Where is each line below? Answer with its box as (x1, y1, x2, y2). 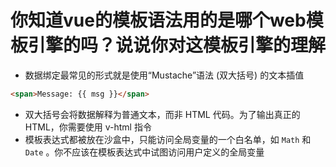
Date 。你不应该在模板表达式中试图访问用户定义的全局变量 (24, 146, 265, 158)
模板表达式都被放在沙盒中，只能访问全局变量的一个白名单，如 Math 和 (24, 133, 312, 145)
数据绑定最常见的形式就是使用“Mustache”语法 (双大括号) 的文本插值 (24, 69, 305, 81)
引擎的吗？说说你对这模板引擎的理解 (28, 34, 327, 57)
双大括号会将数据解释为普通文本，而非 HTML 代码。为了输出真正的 (24, 108, 301, 120)
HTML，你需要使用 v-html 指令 (24, 121, 152, 133)
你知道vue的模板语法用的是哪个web (10, 9, 307, 32)
